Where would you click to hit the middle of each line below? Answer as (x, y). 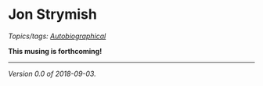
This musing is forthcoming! (55, 51)
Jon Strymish (53, 14)
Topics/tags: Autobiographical (57, 36)
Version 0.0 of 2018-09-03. (52, 73)
